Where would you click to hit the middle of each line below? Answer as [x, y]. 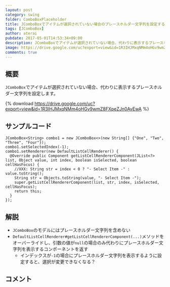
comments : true [21, 52]
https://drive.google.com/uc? [65, 104]
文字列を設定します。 [36, 94]
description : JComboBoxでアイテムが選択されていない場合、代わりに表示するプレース [84, 43]
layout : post [19, 10]
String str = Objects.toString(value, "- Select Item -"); [78, 178]
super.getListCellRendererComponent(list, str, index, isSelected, [87, 183]
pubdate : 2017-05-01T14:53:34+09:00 [44, 38]
